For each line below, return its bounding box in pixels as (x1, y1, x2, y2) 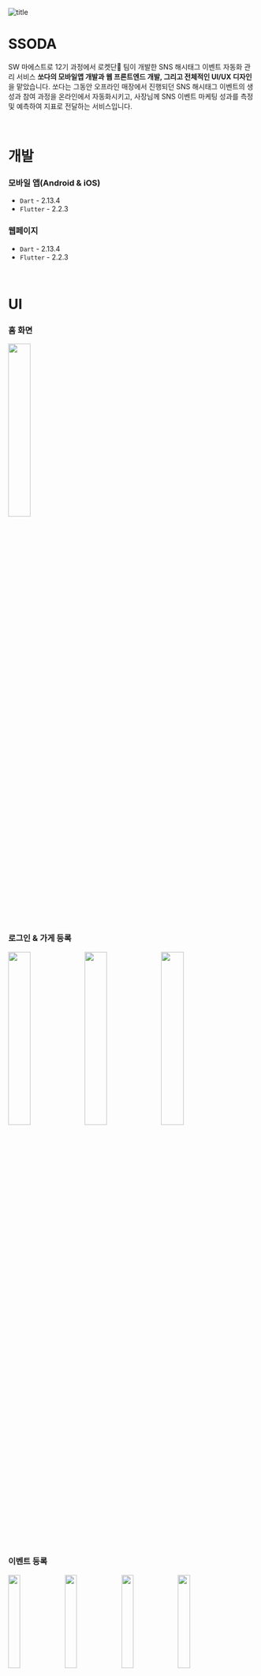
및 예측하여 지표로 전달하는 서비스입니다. (8, 101, 132, 110)
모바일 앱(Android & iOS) (8, 177, 101, 189)
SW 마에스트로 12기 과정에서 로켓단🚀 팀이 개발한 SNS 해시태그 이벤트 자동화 (8, 62, 243, 71)
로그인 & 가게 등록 (8, 933, 72, 944)
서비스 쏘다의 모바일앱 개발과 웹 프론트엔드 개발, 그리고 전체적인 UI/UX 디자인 (16, 72, 252, 81)
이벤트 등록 (8, 1556, 48, 1567)
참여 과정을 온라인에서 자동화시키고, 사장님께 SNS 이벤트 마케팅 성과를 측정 (22, 91, 254, 101)
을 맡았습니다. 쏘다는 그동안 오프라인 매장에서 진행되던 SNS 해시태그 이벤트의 (8, 81, 246, 91)
